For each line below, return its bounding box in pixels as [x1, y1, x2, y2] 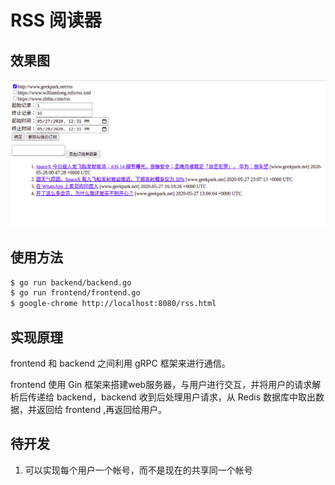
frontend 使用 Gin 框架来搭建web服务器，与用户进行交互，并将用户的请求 [10, 379, 313, 390]
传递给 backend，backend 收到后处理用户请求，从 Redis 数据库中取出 [27, 391, 316, 403]
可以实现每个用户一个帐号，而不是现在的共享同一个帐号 [24, 464, 253, 476]
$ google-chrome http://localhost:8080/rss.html [10, 299, 217, 309]
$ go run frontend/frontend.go [10, 288, 141, 298]
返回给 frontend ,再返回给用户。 [36, 404, 168, 415]
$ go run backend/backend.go [10, 277, 132, 288]
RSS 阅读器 [10, 9, 102, 32]
